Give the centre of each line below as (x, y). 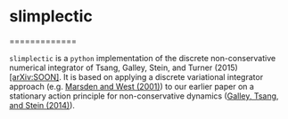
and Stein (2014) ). (42, 105)
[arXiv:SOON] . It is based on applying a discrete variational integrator (136, 76)
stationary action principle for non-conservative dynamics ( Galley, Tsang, (144, 96)
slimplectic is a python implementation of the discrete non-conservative (143, 58)
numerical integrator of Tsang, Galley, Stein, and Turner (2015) (123, 67)
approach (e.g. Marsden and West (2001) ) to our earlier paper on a (132, 86)
